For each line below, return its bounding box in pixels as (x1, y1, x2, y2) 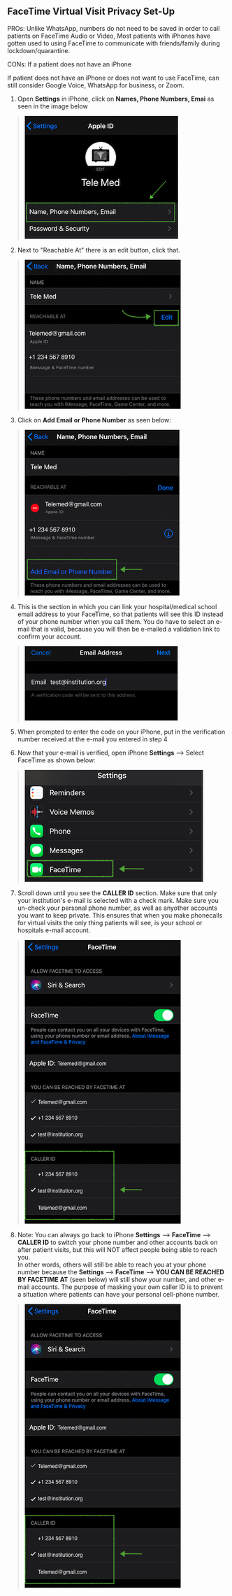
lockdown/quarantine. (7, 46, 71, 55)
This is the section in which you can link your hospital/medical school (17, 602, 217, 611)
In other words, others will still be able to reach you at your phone (17, 1260, 207, 1269)
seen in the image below (17, 101, 89, 111)
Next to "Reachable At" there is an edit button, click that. (17, 245, 180, 254)
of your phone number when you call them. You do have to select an (17, 617, 215, 625)
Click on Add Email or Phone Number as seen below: (17, 415, 171, 424)
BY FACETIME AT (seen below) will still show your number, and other (17, 1275, 217, 1283)
